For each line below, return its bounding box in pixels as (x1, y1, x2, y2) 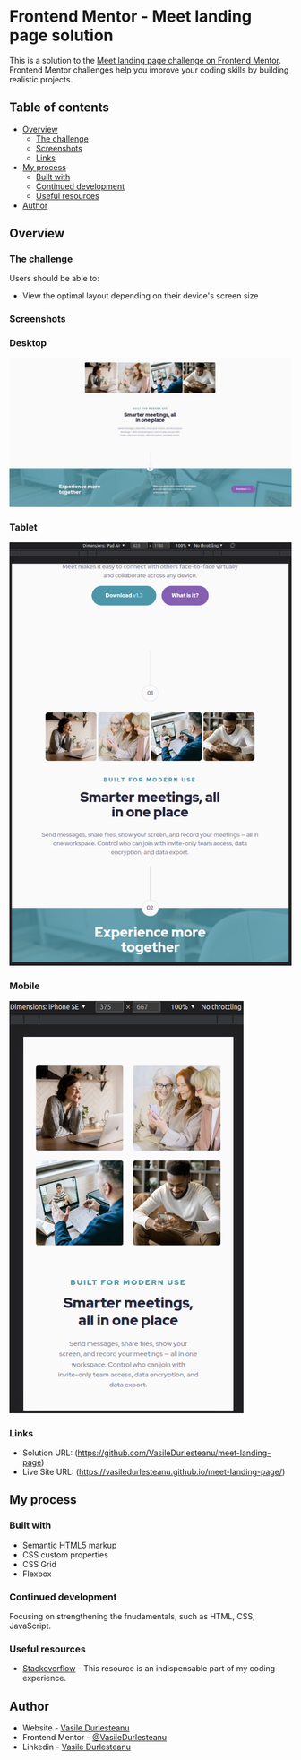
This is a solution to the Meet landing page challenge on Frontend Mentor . (9, 55, 282, 65)
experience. (21, 1673, 67, 1684)
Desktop (9, 337, 47, 349)
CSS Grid (21, 1558, 56, 1569)
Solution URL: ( (21, 1447, 78, 1458)
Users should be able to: (9, 273, 100, 284)
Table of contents (9, 100, 109, 116)
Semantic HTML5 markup (21, 1540, 117, 1550)
